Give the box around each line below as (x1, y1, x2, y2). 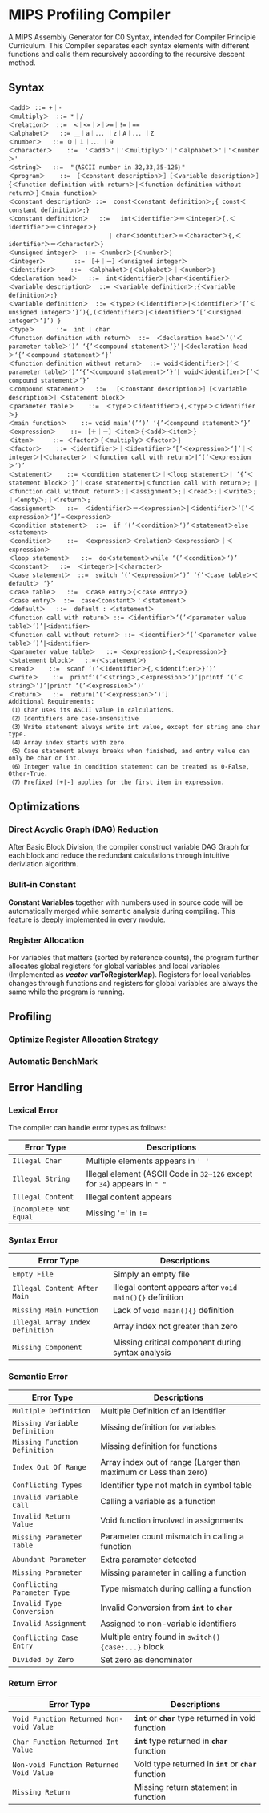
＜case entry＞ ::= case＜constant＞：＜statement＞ (8, 596, 187, 605)
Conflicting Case (12, 1633, 78, 1642)
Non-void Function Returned (12, 1760, 119, 1770)
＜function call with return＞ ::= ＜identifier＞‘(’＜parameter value (8, 614, 247, 622)
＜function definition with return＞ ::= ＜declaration (8, 334, 203, 342)
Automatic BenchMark (8, 1056, 98, 1067)
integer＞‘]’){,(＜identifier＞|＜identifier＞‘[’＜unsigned (40, 308, 242, 316)
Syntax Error (8, 1234, 58, 1245)
